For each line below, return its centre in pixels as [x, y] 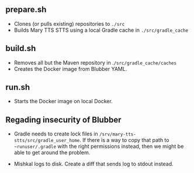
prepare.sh [26, 10]
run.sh [18, 87]
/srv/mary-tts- [118, 134]
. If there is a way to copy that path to [124, 140]
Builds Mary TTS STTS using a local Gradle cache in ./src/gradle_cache [101, 30]
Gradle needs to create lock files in [56, 134]
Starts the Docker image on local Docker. [63, 101]
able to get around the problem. [52, 152]
